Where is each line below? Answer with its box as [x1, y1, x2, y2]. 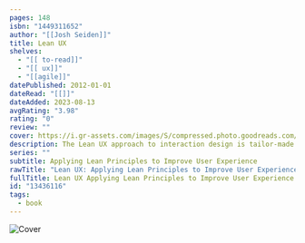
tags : [9, 190, 30, 199]
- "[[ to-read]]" [17, 55, 84, 64]
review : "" [9, 123, 51, 132]
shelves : [9, 47, 43, 56]
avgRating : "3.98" [9, 106, 79, 115]
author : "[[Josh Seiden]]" [9, 30, 112, 39]
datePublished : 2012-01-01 [9, 81, 112, 90]
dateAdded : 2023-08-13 [9, 97, 95, 107]
